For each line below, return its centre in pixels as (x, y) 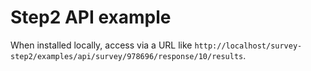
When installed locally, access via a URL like (101, 45)
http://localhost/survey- (248, 46)
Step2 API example (91, 17)
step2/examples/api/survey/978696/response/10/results (127, 56)
